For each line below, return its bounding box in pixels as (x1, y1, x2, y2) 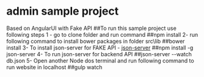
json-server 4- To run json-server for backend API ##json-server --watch (6, 50, 192, 57)
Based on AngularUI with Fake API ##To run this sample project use (6, 24, 177, 32)
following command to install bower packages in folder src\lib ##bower (6, 37, 185, 45)
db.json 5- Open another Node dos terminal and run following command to (6, 57, 194, 64)
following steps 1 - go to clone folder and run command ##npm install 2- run (6, 31, 199, 38)
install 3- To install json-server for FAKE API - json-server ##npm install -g (6, 44, 194, 51)
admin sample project (6, 4, 119, 18)
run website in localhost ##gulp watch (6, 63, 103, 71)
